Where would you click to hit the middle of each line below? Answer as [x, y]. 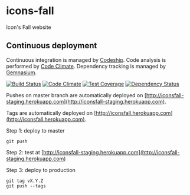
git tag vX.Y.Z [25, 181]
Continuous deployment [52, 46]
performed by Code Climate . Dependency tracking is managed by [86, 66]
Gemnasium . [22, 72]
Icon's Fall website [29, 27]
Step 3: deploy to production [41, 170]
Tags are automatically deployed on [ [51, 113]
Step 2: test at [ [25, 152]
